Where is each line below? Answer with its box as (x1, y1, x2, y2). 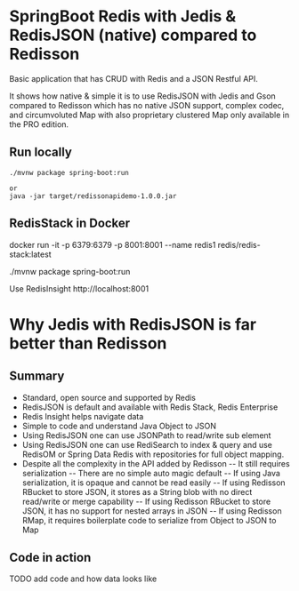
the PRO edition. (9, 118, 69, 130)
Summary (9, 369, 65, 384)
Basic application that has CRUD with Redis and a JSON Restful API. (9, 73, 258, 84)
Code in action (9, 549, 92, 565)
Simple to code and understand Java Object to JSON (21, 420, 216, 431)
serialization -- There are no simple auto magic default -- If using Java (21, 467, 280, 478)
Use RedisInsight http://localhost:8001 (9, 283, 149, 294)
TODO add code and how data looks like (9, 573, 158, 584)
